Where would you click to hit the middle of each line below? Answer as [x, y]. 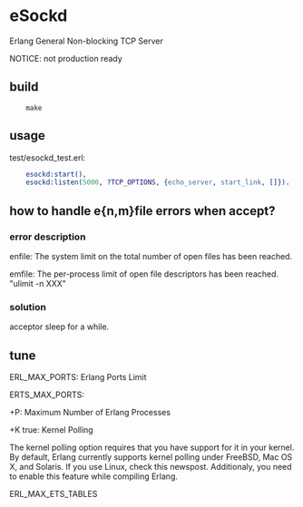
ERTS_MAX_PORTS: [47, 395]
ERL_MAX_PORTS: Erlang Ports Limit [78, 377]
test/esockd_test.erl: [48, 157]
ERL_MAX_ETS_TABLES [54, 494]
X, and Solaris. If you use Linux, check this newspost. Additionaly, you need [151, 467]
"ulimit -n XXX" [38, 283]
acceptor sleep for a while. [59, 327]
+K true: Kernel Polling [51, 430]
